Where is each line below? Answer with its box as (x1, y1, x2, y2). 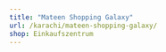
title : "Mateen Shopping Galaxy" (9, 12, 134, 22)
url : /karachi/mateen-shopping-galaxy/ (9, 21, 158, 30)
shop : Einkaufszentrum (9, 29, 94, 38)
